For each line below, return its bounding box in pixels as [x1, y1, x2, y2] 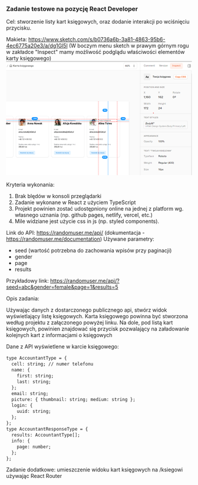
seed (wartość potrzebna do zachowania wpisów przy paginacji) [14, 247, 172, 254]
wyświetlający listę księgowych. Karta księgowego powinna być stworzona [6, 313, 189, 320]
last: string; [16, 379, 51, 385]
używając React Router [6, 473, 62, 480]
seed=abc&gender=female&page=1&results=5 [6, 283, 119, 291]
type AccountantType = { [6, 355, 67, 361]
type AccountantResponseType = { [6, 426, 88, 432]
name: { [11, 367, 31, 373]
